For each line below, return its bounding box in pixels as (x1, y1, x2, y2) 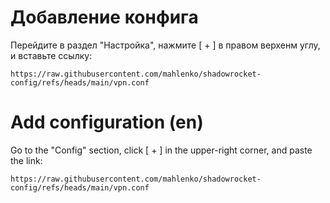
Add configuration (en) (10, 111, 204, 134)
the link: (10, 154, 43, 166)
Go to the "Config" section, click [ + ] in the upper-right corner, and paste (10, 144, 313, 156)
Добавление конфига (10, 6, 199, 29)
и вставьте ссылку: (10, 49, 93, 61)
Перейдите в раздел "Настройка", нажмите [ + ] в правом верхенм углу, (10, 39, 321, 51)
